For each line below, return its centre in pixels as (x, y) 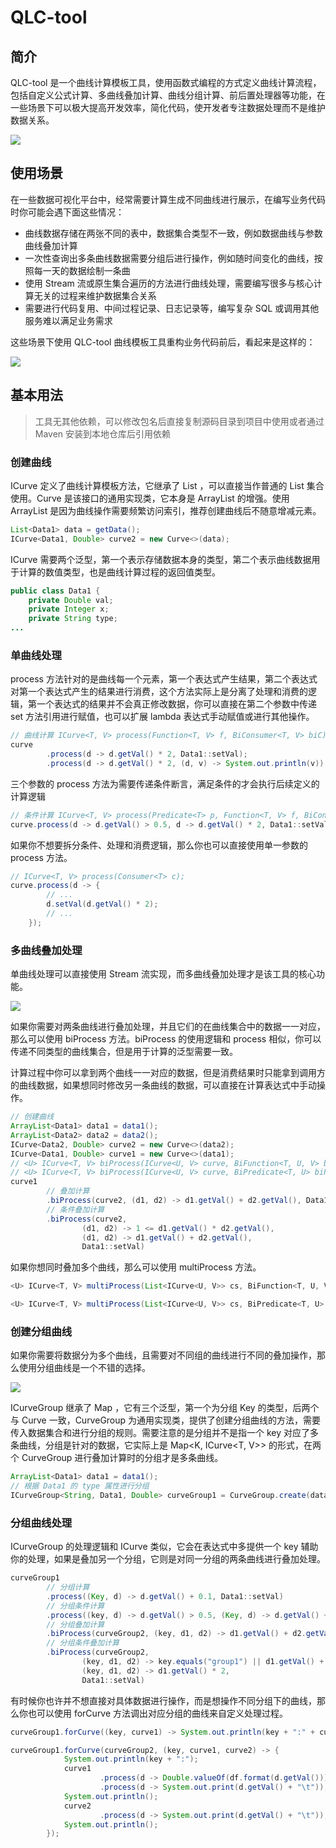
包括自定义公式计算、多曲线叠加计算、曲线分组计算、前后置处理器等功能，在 (168, 95)
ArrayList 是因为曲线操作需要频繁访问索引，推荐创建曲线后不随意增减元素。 (166, 510)
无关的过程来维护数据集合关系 (95, 295)
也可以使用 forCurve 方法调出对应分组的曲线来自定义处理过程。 (158, 1713)
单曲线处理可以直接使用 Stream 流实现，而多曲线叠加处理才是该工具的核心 (163, 974)
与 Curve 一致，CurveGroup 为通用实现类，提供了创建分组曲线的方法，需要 (166, 1420)
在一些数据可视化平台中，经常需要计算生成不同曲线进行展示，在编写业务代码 (168, 199)
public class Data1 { (55, 591)
